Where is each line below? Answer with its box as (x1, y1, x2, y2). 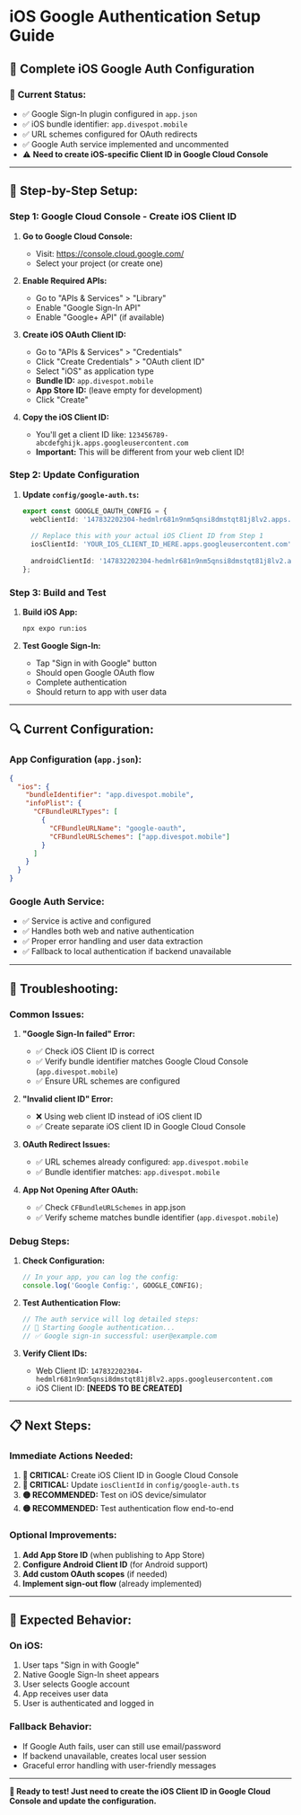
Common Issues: (9, 1008, 85, 1021)
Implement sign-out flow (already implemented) (21, 1578, 202, 1589)
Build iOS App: (21, 606, 78, 617)
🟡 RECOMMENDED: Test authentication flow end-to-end (21, 1503, 235, 1514)
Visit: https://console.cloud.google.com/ (35, 248, 185, 259)
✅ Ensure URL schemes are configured (35, 1076, 181, 1086)
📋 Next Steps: (9, 1418, 92, 1434)
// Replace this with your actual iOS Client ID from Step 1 (30, 532, 264, 541)
